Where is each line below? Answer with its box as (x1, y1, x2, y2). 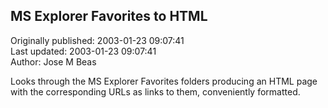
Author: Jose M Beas (10, 55, 97, 68)
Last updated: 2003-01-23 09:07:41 (10, 45, 157, 57)
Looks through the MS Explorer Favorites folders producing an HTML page (10, 75, 318, 87)
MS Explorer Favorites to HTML (10, 8, 208, 25)
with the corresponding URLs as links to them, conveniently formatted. (10, 85, 301, 98)
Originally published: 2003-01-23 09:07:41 (10, 34, 185, 46)
